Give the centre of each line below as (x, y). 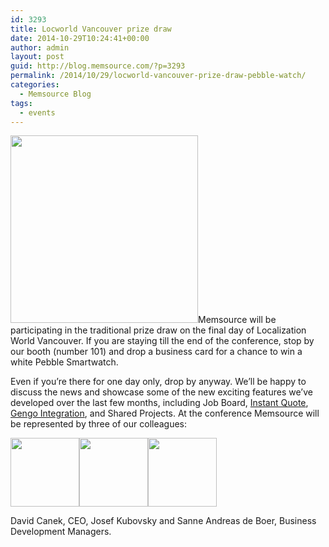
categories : (35, 85)
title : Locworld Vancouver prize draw (91, 29)
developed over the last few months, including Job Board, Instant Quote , (159, 403)
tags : (21, 103)
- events (37, 112)
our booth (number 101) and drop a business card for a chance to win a (156, 352)
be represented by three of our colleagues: (99, 424)
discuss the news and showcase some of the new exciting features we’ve (161, 392)
